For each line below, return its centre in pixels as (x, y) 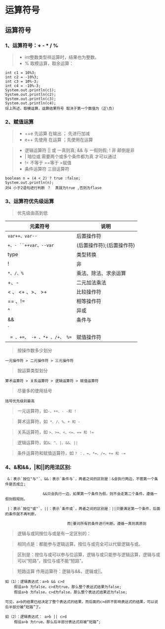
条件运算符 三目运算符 (47, 169)
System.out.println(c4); (31, 103)
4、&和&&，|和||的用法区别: (38, 467)
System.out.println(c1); (31, 90)
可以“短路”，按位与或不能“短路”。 (51, 560)
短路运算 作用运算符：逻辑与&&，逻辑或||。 (61, 571)
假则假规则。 (16, 499)
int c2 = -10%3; (22, 77)
